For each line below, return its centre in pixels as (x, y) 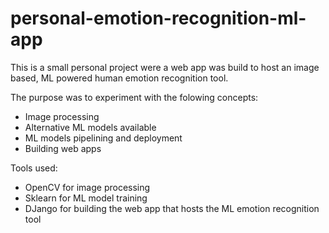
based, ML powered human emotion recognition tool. (119, 78)
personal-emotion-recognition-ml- (158, 18)
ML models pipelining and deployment (103, 138)
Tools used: (34, 168)
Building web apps (63, 148)
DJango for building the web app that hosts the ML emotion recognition (172, 208)
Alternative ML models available (90, 127)
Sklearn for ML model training (86, 198)
